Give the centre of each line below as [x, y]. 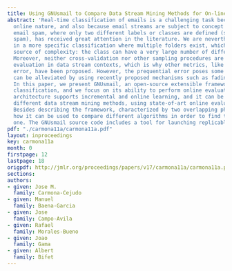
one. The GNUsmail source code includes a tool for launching [105, 122]
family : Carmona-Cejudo [47, 193]
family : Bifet [33, 257]
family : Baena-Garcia [45, 206]
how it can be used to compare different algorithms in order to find [117, 116]
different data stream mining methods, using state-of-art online [111, 103]
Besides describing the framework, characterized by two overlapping [115, 110]
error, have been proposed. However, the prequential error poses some [119, 71]
